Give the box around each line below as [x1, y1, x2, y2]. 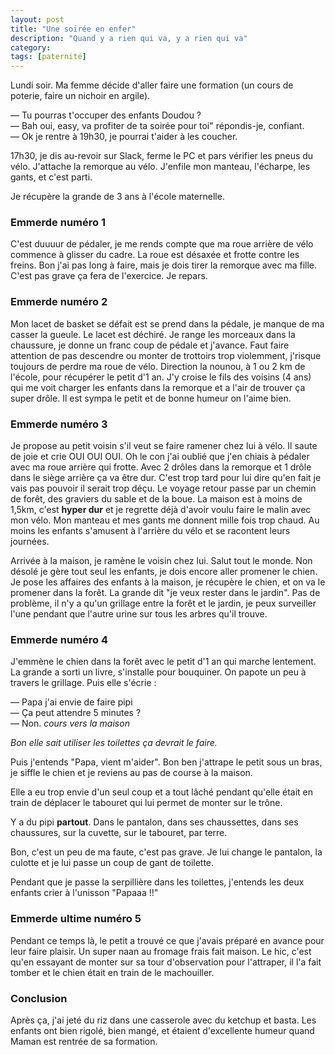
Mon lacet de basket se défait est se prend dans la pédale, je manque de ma [10, 317, 325, 330]
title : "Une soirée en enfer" [10, 24, 137, 34]
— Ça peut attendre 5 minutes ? [10, 707, 142, 719]
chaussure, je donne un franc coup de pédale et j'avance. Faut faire [10, 339, 290, 351]
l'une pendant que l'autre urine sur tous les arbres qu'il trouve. [10, 608, 268, 620]
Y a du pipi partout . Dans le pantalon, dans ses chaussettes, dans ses [10, 816, 299, 828]
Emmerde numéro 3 [10, 417, 108, 431]
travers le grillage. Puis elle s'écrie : [10, 677, 157, 689]
